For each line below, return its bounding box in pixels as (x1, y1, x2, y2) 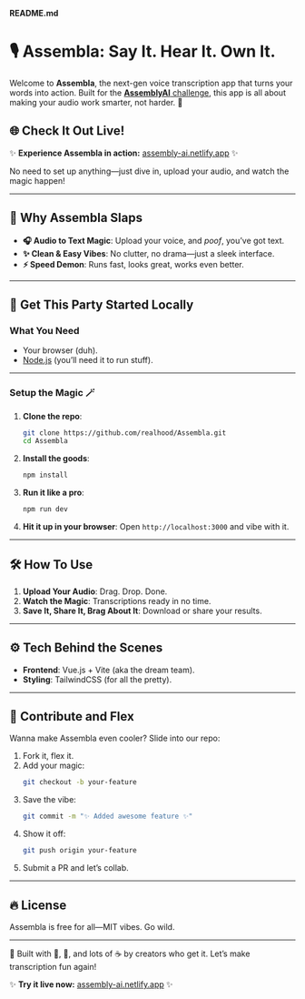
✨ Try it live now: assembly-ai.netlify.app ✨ (9, 978, 173, 990)
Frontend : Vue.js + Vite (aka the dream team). (22, 664, 195, 675)
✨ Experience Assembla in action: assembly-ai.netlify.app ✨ (9, 147, 239, 158)
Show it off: (22, 828, 66, 840)
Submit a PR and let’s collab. (22, 863, 129, 873)
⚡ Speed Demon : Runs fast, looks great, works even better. (22, 258, 245, 269)
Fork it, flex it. (22, 751, 74, 762)
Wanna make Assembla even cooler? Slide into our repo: (9, 732, 221, 744)
